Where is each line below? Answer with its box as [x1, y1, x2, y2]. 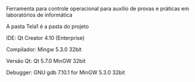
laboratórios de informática [6, 11, 73, 18]
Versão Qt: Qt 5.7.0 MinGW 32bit [6, 58, 86, 64]
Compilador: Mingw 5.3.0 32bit [6, 46, 82, 53]
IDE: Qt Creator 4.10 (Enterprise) [6, 34, 85, 41]
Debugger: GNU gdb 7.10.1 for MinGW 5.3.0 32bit [6, 69, 125, 76]
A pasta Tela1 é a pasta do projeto [6, 23, 89, 30]
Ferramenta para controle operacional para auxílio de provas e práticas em [6, 5, 189, 12]
